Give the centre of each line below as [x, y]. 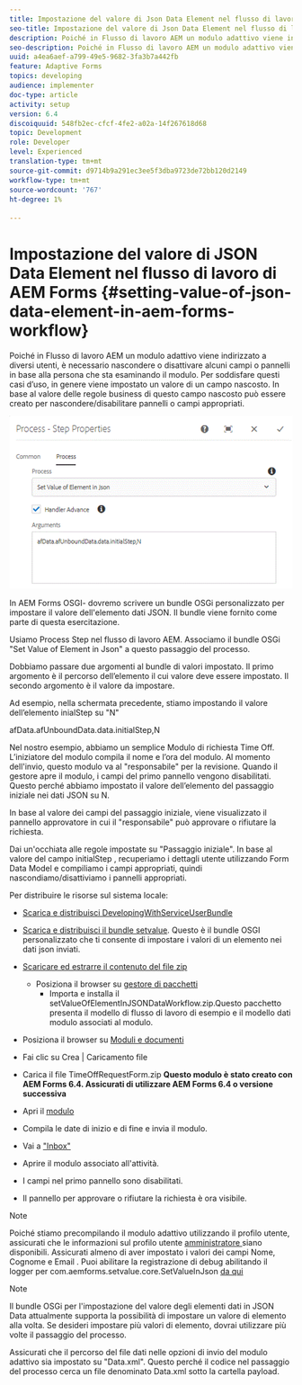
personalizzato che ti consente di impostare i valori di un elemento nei [152, 940]
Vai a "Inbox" [47, 1146]
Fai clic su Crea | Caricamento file [85, 1058]
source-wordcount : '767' [56, 190]
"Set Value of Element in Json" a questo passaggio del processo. [130, 649]
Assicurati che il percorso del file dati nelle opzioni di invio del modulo [138, 1353]
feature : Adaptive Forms [56, 67]
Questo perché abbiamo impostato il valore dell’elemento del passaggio [142, 786]
